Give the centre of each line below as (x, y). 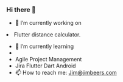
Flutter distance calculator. (47, 35)
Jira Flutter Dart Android (45, 66)
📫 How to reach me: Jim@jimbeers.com (66, 73)
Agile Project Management (48, 60)
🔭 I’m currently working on (48, 23)
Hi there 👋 (21, 10)
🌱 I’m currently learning (44, 46)
